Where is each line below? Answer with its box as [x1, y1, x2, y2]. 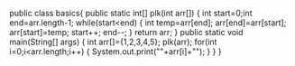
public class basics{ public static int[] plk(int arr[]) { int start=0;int [9, 8, 253, 18]
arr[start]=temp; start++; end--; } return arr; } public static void [9, 27, 244, 37]
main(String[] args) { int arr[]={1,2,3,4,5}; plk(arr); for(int [9, 36, 217, 47]
